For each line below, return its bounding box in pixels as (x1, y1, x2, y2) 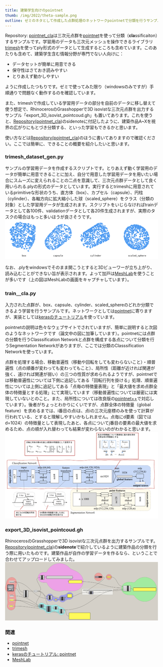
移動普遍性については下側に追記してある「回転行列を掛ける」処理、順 (9, 377, 149, 383)
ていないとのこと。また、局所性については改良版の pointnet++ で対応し (13, 395, 154, 401)
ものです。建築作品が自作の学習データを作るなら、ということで (30, 550, 158, 556)
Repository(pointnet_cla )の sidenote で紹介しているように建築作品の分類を (5, 544, 153, 550)
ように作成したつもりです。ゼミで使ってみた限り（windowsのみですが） (5, 84, 150, 90)
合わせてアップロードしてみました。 (5, 556, 78, 562)
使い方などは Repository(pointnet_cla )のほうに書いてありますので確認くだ (5, 135, 152, 141)
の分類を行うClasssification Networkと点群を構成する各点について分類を (5, 336, 150, 342)
